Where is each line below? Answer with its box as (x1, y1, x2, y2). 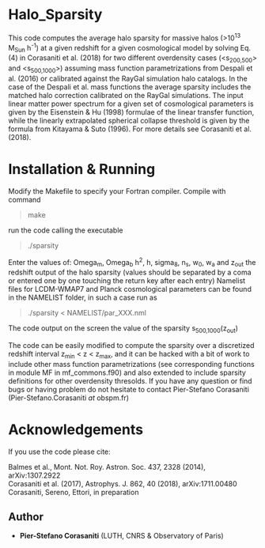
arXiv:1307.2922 (8, 471, 61, 480)
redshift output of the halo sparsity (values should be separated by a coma (8, 267, 252, 278)
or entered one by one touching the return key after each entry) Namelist (8, 276, 246, 285)
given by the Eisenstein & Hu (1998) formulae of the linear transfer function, (8, 107, 255, 116)
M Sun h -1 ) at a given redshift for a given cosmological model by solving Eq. (8, 41, 252, 55)
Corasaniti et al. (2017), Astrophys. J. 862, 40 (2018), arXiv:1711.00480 (8, 478, 237, 488)
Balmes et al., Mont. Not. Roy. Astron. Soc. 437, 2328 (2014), (8, 462, 206, 471)
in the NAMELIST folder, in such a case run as (8, 293, 157, 302)
